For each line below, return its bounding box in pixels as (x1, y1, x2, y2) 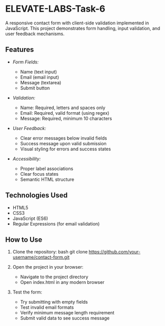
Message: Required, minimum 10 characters (20, 115, 112, 121)
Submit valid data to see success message (20, 315, 110, 321)
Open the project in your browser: (12, 264, 84, 270)
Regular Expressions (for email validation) (12, 220, 100, 226)
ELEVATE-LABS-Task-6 (5, 3, 106, 15)
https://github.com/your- (88, 249, 141, 255)
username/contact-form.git (12, 254, 70, 260)
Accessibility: (12, 155, 41, 161)
